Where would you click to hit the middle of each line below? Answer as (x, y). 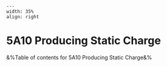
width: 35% (20, 11)
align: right (23, 17)
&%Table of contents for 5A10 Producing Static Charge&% (79, 57)
